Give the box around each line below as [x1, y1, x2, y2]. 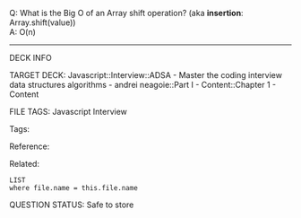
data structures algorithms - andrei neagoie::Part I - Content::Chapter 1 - [9, 80, 277, 90]
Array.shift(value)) [9, 17, 76, 28]
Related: [9, 159, 40, 169]
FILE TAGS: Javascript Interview [9, 107, 128, 117]
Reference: [9, 141, 50, 152]
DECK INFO [9, 53, 52, 63]
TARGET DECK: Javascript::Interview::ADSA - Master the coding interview [9, 70, 282, 80]
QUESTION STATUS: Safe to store [9, 199, 134, 210]
